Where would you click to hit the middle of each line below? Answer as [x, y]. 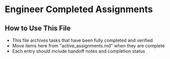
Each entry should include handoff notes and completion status [79, 51]
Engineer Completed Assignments [79, 9]
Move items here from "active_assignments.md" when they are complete [88, 46]
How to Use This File [38, 28]
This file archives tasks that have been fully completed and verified [82, 40]
